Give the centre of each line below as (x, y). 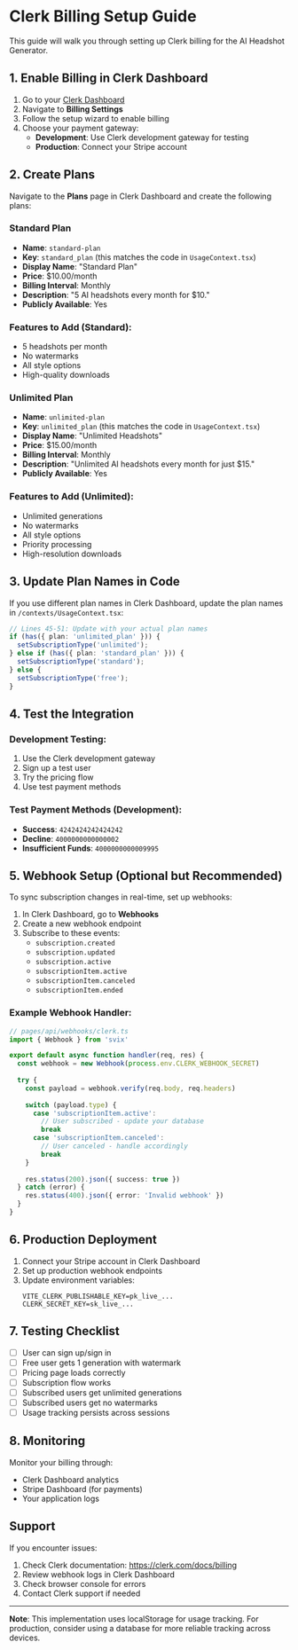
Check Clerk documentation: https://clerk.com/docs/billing (129, 1565)
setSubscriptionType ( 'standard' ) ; (81, 662)
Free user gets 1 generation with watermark (102, 1363)
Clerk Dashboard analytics (71, 1480)
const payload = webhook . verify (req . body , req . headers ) (131, 1088)
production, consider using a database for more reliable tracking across (140, 1628)
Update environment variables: (78, 1280)
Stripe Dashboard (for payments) (82, 1489)
